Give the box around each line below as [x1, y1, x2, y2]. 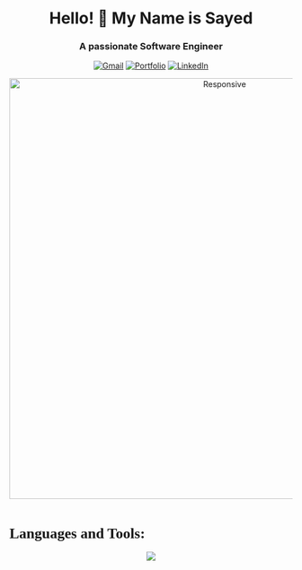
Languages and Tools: [9, 524, 146, 542]
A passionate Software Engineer [79, 40, 223, 53]
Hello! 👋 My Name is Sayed [49, 8, 253, 29]
